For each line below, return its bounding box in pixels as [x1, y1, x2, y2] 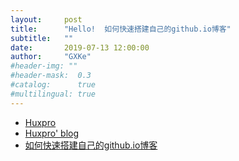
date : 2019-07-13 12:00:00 [10, 42, 150, 53]
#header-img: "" [10, 61, 78, 71]
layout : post [10, 14, 83, 25]
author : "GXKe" [10, 52, 92, 62]
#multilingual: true [10, 89, 97, 99]
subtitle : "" [10, 33, 74, 43]
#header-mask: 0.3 [10, 71, 92, 81]
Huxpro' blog [24, 127, 79, 139]
